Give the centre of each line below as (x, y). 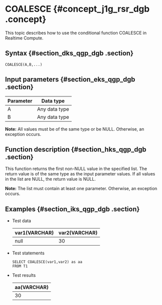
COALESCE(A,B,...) (24, 64)
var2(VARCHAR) (78, 233)
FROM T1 (20, 267)
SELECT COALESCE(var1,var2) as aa (47, 262)
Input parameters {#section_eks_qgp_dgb (70, 80)
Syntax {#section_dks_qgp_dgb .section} (69, 53)
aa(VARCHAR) (31, 287)
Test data (21, 221)
